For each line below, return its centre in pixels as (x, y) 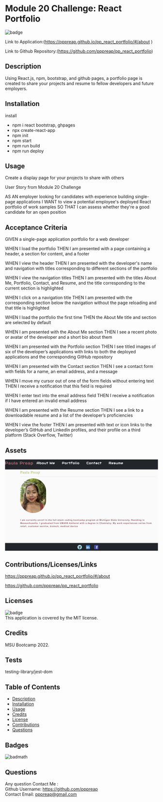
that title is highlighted (27, 308)
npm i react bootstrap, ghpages (43, 125)
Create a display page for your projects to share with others (65, 178)
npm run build (26, 146)
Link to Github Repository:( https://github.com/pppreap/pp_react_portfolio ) (79, 51)
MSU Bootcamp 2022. (27, 645)
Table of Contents (33, 687)
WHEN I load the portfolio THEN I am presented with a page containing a (78, 249)
